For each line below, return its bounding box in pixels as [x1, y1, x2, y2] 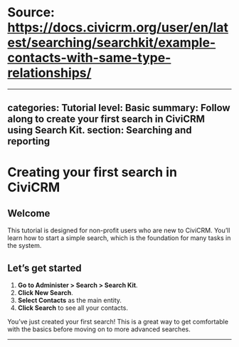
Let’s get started [7, 261, 82, 274]
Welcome [7, 207, 51, 219]
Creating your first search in [7, 164, 178, 180]
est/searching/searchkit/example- [7, 35, 216, 51]
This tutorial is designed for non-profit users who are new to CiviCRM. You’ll [7, 226, 230, 235]
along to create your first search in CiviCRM [7, 113, 205, 125]
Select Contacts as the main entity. [17, 296, 122, 305]
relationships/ [7, 65, 92, 81]
